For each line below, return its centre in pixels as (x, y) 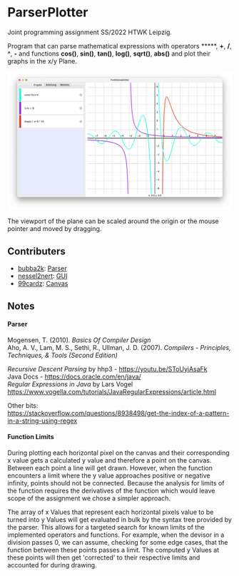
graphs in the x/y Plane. (42, 61)
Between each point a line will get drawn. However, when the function (110, 468)
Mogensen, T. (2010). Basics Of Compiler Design (79, 340)
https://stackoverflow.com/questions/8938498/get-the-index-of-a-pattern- (118, 413)
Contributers (37, 251)
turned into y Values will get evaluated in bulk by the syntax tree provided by (119, 520)
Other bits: (23, 405)
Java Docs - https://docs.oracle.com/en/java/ (74, 376)
